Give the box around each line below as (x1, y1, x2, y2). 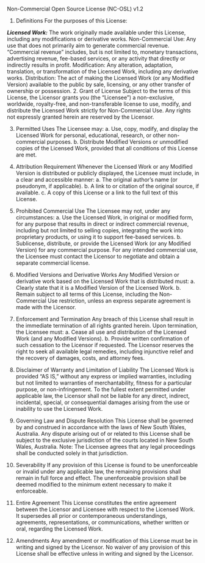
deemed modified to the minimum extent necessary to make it (15, 481, 172, 488)
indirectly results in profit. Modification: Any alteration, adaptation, (7, 61, 173, 68)
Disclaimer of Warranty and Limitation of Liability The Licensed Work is (15, 366, 195, 373)
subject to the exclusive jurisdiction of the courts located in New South (15, 436, 194, 444)
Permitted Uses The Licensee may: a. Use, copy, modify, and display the (15, 125, 198, 132)
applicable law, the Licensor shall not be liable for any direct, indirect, (15, 392, 190, 399)
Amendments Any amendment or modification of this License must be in (15, 537, 198, 544)
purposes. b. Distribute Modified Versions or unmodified (46, 138, 189, 145)
